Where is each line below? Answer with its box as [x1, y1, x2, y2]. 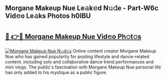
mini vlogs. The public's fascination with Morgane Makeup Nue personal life [5, 64, 161, 70]
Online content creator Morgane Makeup [72, 48, 157, 54]
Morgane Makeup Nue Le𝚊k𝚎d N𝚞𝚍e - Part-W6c [5, 4, 159, 12]
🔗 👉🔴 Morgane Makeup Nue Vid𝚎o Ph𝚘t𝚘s [5, 32, 142, 41]
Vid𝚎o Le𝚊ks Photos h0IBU [5, 12, 91, 20]
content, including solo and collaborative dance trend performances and [5, 59, 154, 65]
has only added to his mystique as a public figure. [5, 70, 107, 75]
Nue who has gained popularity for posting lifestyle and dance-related [5, 54, 150, 59]
